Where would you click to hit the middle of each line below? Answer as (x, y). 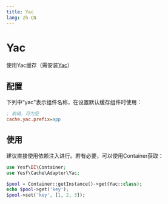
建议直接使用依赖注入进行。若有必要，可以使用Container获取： (85, 155)
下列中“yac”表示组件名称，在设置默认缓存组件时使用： (74, 102)
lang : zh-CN (21, 18)
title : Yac (20, 12)
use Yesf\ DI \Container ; (36, 167)
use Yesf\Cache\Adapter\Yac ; (43, 173)
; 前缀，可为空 (23, 114)
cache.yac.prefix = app (34, 119)
